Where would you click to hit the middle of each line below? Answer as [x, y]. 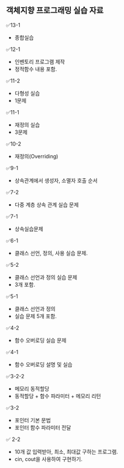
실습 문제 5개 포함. [36, 316]
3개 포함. [25, 284]
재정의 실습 [27, 124]
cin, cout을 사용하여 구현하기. [49, 459]
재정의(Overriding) [36, 156]
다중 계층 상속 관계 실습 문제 [46, 205]
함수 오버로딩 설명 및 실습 [44, 364]
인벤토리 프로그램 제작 [40, 62]
